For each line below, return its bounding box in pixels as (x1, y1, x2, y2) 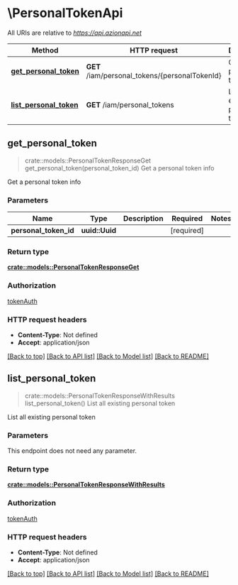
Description (123, 214, 164, 224)
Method (31, 45, 59, 55)
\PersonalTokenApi (7, 5, 123, 21)
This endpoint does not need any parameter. (7, 447, 137, 455)
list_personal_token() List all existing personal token (24, 399, 176, 408)
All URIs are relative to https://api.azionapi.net (7, 28, 142, 37)
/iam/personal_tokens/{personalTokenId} (86, 70, 222, 80)
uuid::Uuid (81, 226, 117, 236)
